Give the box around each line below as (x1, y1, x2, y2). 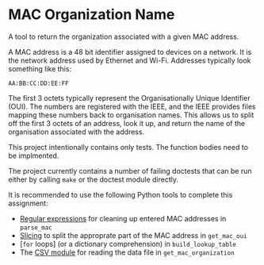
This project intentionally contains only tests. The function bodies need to (8, 142, 248, 152)
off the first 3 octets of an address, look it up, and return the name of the (8, 118, 246, 128)
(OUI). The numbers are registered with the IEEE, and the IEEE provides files (8, 102, 256, 111)
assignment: (8, 198, 49, 208)
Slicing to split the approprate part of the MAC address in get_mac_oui (19, 230, 247, 240)
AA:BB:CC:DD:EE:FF (8, 79, 69, 87)
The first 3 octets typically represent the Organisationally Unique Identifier (8, 93, 251, 102)
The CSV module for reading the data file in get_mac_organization (19, 248, 235, 257)
